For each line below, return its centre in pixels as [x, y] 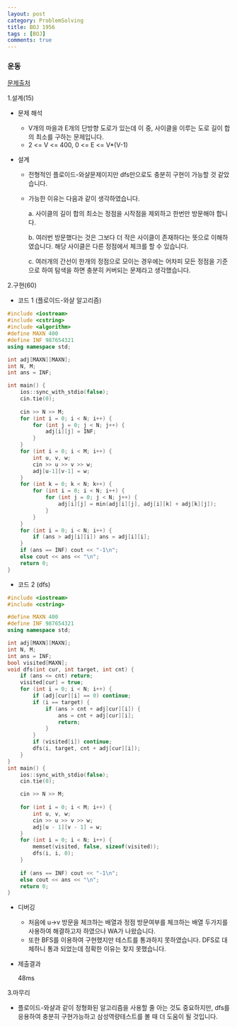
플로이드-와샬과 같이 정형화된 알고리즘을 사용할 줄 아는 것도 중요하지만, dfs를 [123, 1008]
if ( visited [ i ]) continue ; [73, 742]
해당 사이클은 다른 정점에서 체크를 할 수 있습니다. [122, 246]
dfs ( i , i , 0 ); [53, 853]
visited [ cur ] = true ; [52, 683]
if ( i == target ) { [62, 702]
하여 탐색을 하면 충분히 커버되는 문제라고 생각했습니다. [116, 271]
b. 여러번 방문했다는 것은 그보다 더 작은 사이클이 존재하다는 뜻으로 [119, 237]
